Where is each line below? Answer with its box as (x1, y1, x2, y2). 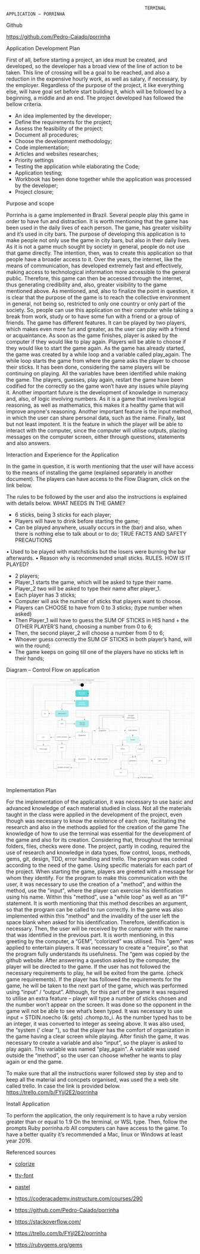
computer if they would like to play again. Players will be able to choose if (6, 338, 186, 345)
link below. (6, 482, 33, 489)
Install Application (6, 1100, 50, 1108)
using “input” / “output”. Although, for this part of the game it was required (6, 989, 189, 996)
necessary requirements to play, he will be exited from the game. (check (6, 969, 183, 977)
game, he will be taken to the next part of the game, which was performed (6, 982, 188, 989)
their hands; (14, 655, 45, 662)
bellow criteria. (6, 101, 43, 107)
